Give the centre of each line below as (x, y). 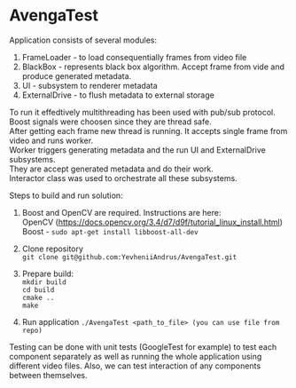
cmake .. (38, 297)
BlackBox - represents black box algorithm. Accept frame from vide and (153, 67)
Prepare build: (47, 273)
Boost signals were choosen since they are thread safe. (110, 122)
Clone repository (53, 249)
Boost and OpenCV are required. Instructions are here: (121, 212)
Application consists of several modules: (83, 40)
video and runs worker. (51, 140)
